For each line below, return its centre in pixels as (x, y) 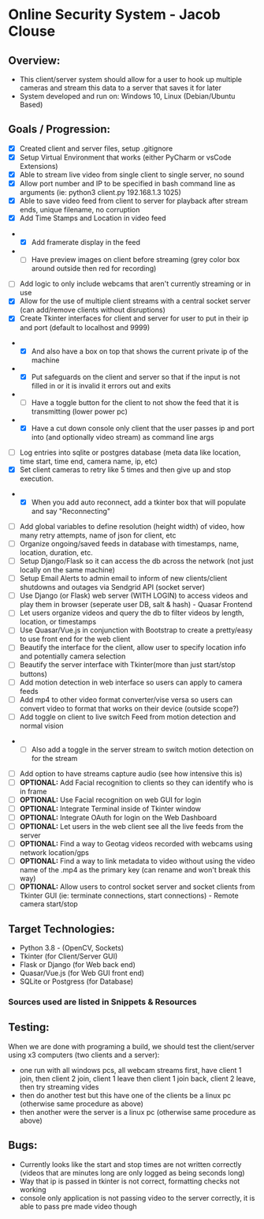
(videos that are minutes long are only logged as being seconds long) (132, 1172)
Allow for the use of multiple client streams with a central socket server (135, 301)
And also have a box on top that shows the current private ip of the (140, 351)
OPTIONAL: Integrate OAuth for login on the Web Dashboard (118, 818)
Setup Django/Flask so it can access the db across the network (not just (136, 561)
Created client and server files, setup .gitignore (96, 148)
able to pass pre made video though (78, 1206)
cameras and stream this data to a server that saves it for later (121, 88)
